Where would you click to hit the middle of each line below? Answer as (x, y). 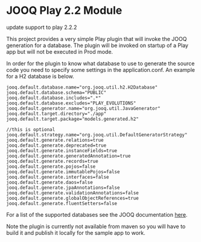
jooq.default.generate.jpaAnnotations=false (63, 188)
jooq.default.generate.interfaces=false (58, 177)
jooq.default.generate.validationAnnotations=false (72, 193)
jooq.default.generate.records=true (52, 161)
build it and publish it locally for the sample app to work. (76, 232)
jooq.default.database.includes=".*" (54, 98)
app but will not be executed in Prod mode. (60, 51)
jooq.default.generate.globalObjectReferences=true (72, 198)
